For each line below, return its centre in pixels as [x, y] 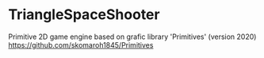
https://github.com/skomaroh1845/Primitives [81, 44]
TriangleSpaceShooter [84, 15]
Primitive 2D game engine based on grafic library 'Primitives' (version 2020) [132, 37]
